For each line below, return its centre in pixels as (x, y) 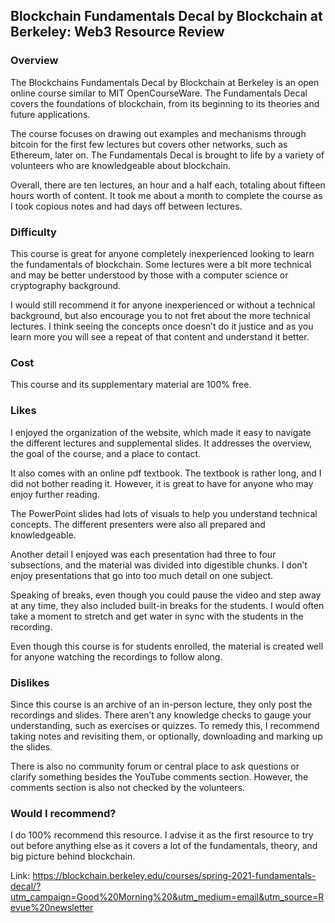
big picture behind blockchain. (73, 856)
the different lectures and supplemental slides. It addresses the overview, (161, 443)
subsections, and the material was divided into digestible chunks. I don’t (159, 565)
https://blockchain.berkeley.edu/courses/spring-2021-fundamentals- (174, 876)
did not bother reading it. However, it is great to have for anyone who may (162, 483)
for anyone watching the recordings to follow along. (116, 656)
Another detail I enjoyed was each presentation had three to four (143, 554)
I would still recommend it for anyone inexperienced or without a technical (163, 305)
